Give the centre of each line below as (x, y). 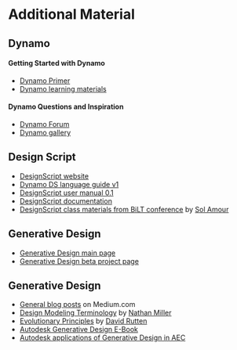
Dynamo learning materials (63, 88)
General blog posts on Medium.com (77, 305)
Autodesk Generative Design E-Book (79, 330)
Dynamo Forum (44, 124)
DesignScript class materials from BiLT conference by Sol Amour (124, 209)
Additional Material (72, 14)
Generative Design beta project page (79, 261)
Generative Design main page (67, 253)
